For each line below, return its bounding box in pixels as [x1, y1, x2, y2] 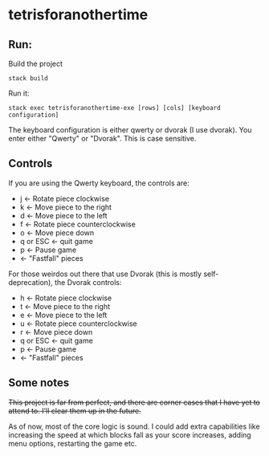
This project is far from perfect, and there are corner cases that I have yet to [8, 397, 261, 407]
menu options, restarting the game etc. [8, 438, 137, 448]
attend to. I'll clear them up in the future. [8, 405, 142, 415]
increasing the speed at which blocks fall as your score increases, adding [8, 430, 251, 439]
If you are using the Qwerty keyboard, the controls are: [8, 178, 190, 188]
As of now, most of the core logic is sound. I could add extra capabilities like [8, 421, 260, 431]
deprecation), [8, 277, 54, 287]
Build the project [8, 59, 63, 68]
